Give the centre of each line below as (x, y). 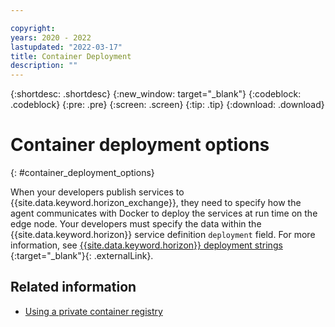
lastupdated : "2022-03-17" (66, 47)
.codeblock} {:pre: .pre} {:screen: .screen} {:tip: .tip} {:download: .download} (167, 105)
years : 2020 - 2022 (51, 37)
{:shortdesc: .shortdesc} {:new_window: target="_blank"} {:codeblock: (156, 94)
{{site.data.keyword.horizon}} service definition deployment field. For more (163, 235)
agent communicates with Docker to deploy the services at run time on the (164, 213)
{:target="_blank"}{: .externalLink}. (82, 256)
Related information (73, 287)
